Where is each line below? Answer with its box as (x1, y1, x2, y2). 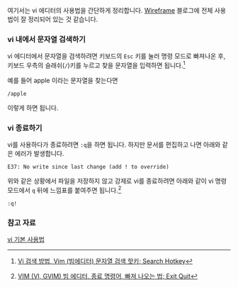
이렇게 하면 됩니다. (7, 103, 59, 112)
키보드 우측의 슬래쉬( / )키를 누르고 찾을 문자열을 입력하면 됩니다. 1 (7, 60, 186, 69)
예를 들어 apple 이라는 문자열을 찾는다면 (7, 76, 118, 84)
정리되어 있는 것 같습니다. (28, 15, 98, 23)
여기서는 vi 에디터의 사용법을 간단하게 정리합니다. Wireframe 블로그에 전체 (7, 6, 213, 14)
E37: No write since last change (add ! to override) (7, 164, 170, 171)
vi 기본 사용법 (7, 235, 45, 244)
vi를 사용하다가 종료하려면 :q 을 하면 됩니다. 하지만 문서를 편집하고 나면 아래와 (7, 140, 221, 149)
